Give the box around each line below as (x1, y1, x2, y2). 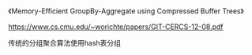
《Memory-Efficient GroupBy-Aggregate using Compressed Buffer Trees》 (8, 6, 244, 16)
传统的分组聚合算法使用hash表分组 (8, 38, 121, 47)
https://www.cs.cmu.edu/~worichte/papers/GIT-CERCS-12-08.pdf (8, 22, 224, 31)
